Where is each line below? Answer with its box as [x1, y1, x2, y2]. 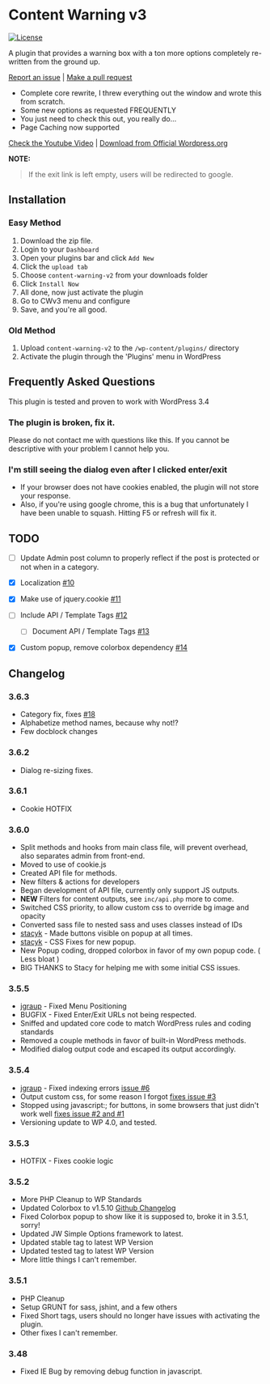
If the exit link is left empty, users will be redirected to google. [27, 169, 234, 179]
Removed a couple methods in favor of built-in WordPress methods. [19, 1036, 247, 1046]
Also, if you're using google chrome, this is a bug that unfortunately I [19, 499, 249, 509]
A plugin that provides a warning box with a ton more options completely [8, 48, 251, 57]
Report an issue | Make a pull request [8, 72, 133, 82]
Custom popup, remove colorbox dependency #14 [19, 643, 188, 652]
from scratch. [19, 96, 65, 106]
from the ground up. [33, 57, 101, 66]
